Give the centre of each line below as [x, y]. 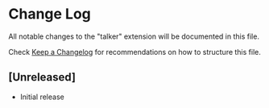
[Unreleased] [42, 77]
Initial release [42, 97]
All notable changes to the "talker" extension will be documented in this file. [134, 36]
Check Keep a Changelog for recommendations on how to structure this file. [135, 52]
